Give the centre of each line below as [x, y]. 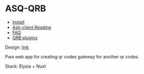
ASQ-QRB [26, 9]
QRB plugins [25, 38]
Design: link [17, 47]
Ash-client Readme [32, 27]
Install [18, 22]
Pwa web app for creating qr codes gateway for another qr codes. [72, 56]
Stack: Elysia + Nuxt [25, 66]
